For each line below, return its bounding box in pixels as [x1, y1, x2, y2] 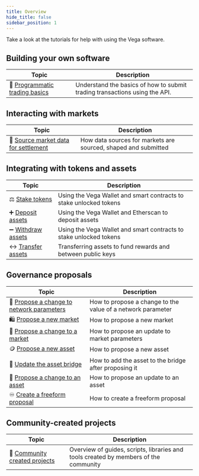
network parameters [9, 305, 66, 313]
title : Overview [6, 8, 46, 15]
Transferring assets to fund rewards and [57, 242, 170, 250]
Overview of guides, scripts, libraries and [69, 446, 184, 454]
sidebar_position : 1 [6, 20, 57, 26]
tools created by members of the [69, 453, 161, 461]
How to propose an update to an [89, 373, 179, 382]
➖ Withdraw [9, 225, 43, 233]
